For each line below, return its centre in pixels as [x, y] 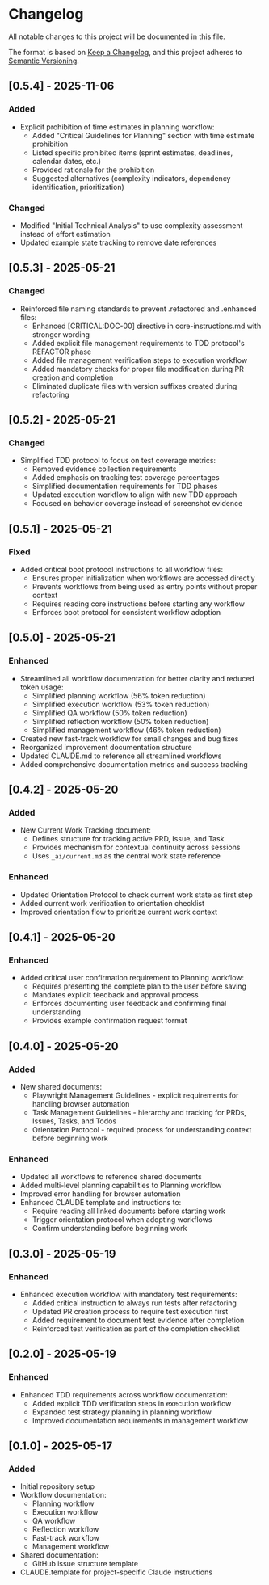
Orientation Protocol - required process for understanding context [142, 1130]
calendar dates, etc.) [67, 161]
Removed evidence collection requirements [104, 469]
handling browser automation [81, 1104]
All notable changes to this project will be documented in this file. [117, 36]
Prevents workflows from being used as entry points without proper [145, 586]
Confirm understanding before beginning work [109, 1229]
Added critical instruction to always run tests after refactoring [134, 1303]
